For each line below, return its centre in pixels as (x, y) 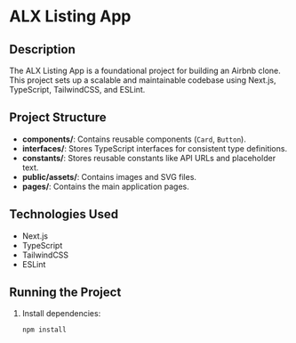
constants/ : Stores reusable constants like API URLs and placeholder (149, 158)
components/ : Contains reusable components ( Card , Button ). (134, 139)
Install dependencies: (61, 314)
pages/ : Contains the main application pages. (105, 186)
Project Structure (58, 118)
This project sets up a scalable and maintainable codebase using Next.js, (143, 80)
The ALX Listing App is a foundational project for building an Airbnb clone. (145, 70)
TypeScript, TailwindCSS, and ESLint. (77, 90)
